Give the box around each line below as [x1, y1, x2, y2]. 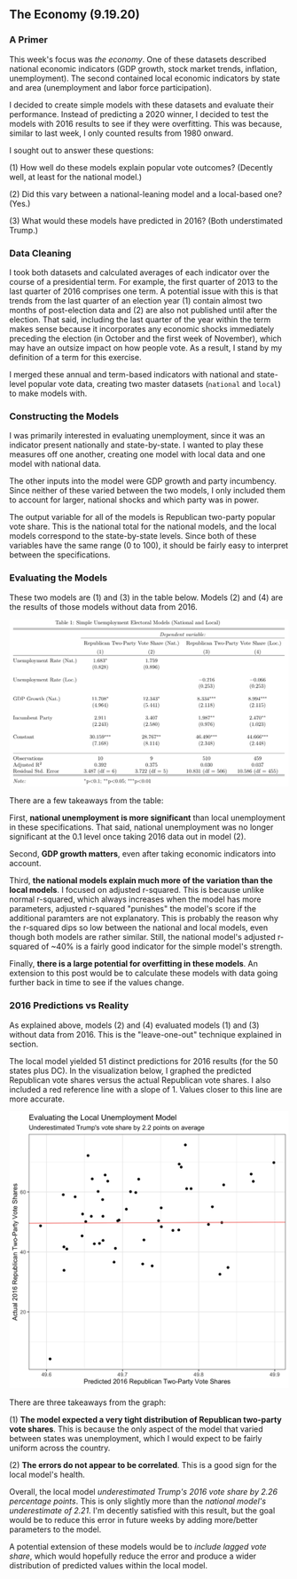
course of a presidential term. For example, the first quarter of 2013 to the [9, 276, 278, 287]
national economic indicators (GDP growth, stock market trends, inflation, [9, 63, 277, 74]
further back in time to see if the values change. [9, 977, 184, 988]
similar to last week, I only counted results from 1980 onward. [9, 128, 234, 138]
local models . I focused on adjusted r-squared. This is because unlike [9, 885, 264, 896]
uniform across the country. [9, 1442, 111, 1454]
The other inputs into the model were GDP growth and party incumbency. [9, 476, 277, 486]
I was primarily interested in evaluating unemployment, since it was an [9, 430, 266, 441]
